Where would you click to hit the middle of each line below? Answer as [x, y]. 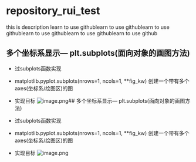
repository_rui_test [53, 11]
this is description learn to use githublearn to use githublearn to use [88, 27]
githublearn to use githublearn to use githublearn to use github [82, 33]
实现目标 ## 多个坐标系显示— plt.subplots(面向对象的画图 [100, 100]
